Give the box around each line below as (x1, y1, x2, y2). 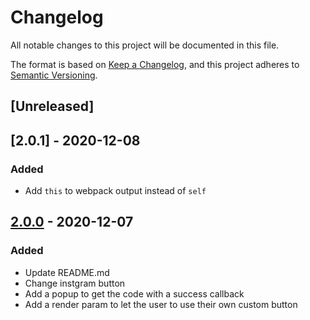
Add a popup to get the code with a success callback (24, 287, 245, 300)
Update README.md (24, 266, 110, 278)
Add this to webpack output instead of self (24, 185, 207, 197)
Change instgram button (24, 277, 126, 289)
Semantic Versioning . (10, 69, 98, 81)
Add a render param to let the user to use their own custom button (24, 298, 298, 310)
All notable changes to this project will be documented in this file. (10, 39, 280, 51)
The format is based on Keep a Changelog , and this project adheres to (10, 58, 300, 70)
